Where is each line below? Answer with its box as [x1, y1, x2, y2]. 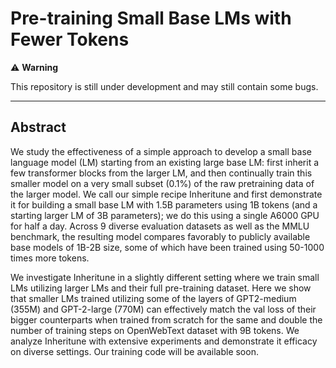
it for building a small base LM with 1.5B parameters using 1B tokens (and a [10, 198, 318, 211]
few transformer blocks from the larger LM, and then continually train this [10, 167, 313, 179]
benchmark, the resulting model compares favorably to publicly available [10, 230, 311, 242]
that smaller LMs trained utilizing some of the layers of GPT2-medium [10, 292, 297, 304]
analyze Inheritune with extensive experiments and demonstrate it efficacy [10, 335, 318, 347]
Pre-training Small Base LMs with [10, 7, 292, 30]
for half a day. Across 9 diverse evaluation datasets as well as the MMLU [10, 220, 310, 232]
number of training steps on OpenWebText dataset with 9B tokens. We [10, 324, 300, 336]
